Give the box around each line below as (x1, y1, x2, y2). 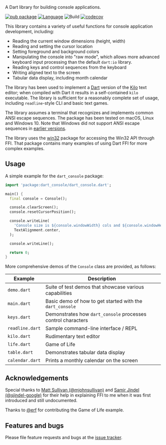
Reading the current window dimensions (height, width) (12, 38, 125, 44)
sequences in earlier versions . (5, 125, 67, 131)
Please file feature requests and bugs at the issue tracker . (5, 434, 123, 440)
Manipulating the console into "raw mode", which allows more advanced (12, 54, 160, 60)
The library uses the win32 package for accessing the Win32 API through (5, 135, 155, 141)
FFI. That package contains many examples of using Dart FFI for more (5, 140, 147, 146)
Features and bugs (5, 421, 64, 430)
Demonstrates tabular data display (45, 349, 125, 356)
